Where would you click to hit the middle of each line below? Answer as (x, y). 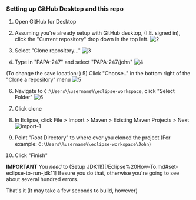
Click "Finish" (31, 155)
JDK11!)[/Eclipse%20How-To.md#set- (132, 167)
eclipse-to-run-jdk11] (31, 173)
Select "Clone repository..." (47, 51)
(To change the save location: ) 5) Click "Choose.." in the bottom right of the (98, 74)
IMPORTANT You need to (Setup (46, 167)
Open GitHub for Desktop (45, 22)
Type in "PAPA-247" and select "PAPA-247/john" (74, 62)
